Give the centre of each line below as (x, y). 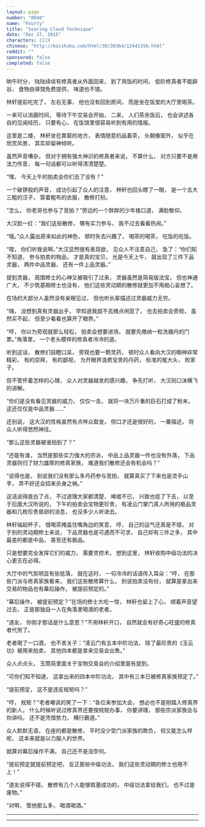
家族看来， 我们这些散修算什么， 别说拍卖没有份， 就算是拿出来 (118, 581)
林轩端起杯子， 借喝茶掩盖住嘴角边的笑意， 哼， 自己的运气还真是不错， (97, 524)
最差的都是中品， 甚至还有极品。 (47, 540)
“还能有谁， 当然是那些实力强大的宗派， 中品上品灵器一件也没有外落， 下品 (101, 455)
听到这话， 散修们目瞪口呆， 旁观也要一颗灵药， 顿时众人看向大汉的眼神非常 (102, 352)
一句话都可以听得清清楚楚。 (74, 164)
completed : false (28, 63)
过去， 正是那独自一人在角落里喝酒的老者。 (60, 609)
